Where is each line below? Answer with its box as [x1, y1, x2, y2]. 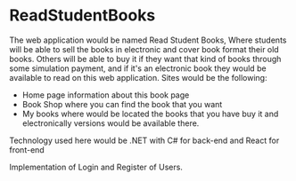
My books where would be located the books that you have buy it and [21, 108, 279, 119]
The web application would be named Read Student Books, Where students [9, 35, 287, 45]
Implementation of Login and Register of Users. [9, 161, 183, 172]
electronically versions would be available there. [21, 117, 200, 129]
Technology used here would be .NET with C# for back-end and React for [9, 135, 280, 146]
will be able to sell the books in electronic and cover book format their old [9, 43, 279, 54]
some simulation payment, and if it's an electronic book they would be [9, 63, 267, 74]
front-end [9, 144, 45, 155]
